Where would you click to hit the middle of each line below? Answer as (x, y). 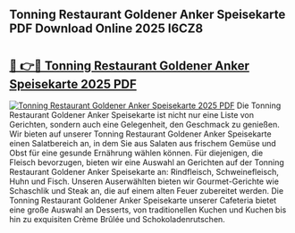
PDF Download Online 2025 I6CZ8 (106, 29)
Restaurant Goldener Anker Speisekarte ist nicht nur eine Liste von (132, 115)
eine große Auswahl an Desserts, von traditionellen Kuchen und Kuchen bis (148, 210)
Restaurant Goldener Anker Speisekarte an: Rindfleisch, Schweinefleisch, (144, 172)
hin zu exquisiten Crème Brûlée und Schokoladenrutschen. (117, 219)
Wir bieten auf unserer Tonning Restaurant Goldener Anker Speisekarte (140, 134)
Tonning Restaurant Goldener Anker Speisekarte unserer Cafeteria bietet (143, 200)
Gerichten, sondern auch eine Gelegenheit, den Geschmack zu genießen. (144, 125)
